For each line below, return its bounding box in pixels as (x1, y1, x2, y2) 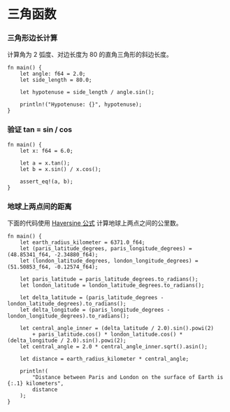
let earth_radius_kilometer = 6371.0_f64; (20, 239, 145, 246)
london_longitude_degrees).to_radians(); (7, 313, 130, 320)
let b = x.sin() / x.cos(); (20, 165, 101, 172)
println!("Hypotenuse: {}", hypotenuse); (20, 101, 142, 109)
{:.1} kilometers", (7, 380, 64, 387)
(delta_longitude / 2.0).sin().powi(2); (7, 337, 127, 344)
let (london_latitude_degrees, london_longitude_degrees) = (20, 257, 199, 265)
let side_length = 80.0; (20, 76, 92, 84)
